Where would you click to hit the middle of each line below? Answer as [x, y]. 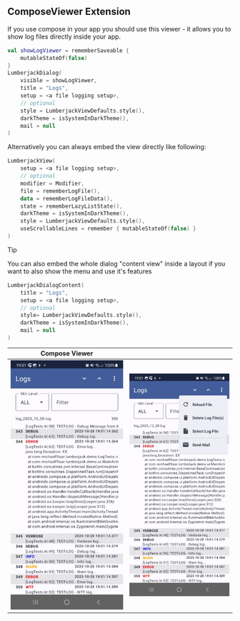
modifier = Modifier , [52, 183]
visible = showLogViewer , [59, 81]
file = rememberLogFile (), [60, 191]
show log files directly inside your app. [64, 36]
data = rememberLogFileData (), [67, 198]
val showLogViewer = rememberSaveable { [69, 50]
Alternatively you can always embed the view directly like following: [107, 147]
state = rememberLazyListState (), [71, 206]
